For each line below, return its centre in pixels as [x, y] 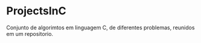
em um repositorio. [30, 33]
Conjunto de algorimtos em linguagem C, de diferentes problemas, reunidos [101, 27]
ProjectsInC [36, 11]
